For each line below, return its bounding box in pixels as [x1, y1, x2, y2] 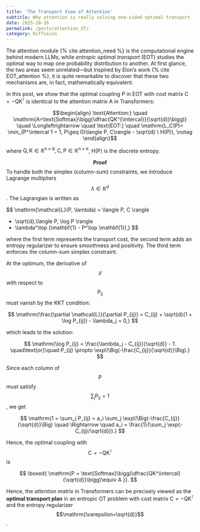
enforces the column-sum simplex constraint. [6, 248, 118, 256]
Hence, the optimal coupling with [6, 438, 87, 446]
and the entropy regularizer [6, 502, 73, 508]
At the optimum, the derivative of [6, 260, 87, 267]
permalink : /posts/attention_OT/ [6, 25, 89, 32]
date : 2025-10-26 [6, 20, 49, 26]
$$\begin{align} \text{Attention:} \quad [52, 109, 148, 116]
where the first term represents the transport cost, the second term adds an [6, 236, 192, 243]
